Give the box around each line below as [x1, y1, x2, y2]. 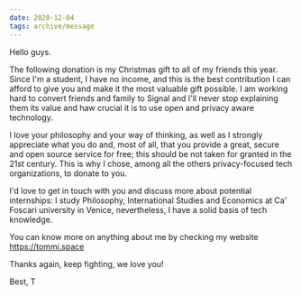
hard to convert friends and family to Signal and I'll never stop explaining [9, 92, 278, 104]
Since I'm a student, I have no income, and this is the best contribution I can [9, 73, 291, 84]
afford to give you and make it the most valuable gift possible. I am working [9, 83, 288, 94]
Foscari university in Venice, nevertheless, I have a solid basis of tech [9, 204, 268, 215]
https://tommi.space [9, 241, 85, 252]
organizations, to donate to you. [9, 168, 128, 179]
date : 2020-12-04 [9, 13, 75, 23]
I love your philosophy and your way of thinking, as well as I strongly [9, 129, 263, 140]
